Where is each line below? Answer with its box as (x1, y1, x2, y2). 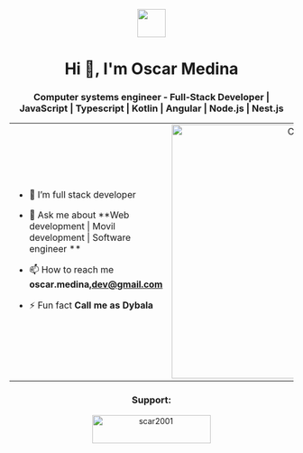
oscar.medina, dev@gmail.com (29, 278, 163, 291)
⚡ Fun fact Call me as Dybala (29, 299, 153, 311)
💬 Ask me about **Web (29, 208, 130, 221)
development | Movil (29, 220, 115, 233)
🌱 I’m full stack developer (29, 189, 137, 201)
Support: (132, 393, 171, 406)
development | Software (29, 231, 132, 244)
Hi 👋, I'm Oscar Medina (64, 59, 239, 79)
